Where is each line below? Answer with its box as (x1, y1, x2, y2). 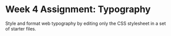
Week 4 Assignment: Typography (5, 4, 151, 15)
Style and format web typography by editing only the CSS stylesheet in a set (5, 20, 166, 26)
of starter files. (5, 25, 37, 31)
